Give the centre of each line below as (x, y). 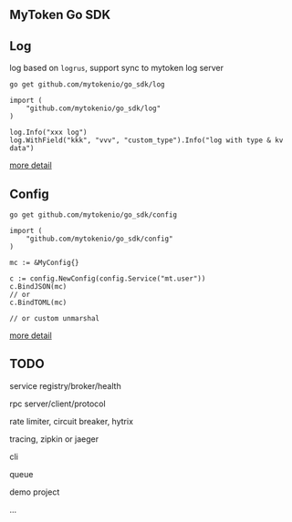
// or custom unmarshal (55, 319)
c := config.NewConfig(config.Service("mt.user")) (108, 279)
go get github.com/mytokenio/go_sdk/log (88, 85)
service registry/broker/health (65, 385)
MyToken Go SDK (60, 15)
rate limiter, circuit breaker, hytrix (72, 421)
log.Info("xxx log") (49, 133)
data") (22, 148)
